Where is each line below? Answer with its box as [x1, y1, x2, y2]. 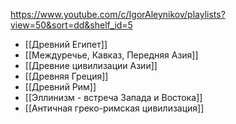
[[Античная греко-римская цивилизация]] [24, 102, 205, 114]
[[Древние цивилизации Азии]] [24, 60, 158, 71]
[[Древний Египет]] [24, 39, 108, 50]
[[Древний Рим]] [24, 81, 97, 93]
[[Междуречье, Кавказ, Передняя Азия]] [24, 49, 199, 61]
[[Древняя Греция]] [24, 70, 109, 82]
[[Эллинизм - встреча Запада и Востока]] [24, 92, 203, 103]
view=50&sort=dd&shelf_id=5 [10, 19, 133, 31]
